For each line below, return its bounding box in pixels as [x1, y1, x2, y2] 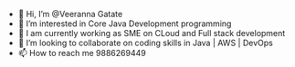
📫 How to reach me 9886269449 [17, 48, 146, 58]
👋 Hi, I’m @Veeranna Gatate [17, 9, 123, 19]
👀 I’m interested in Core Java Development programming [17, 18, 232, 29]
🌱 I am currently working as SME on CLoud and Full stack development [17, 28, 286, 38]
